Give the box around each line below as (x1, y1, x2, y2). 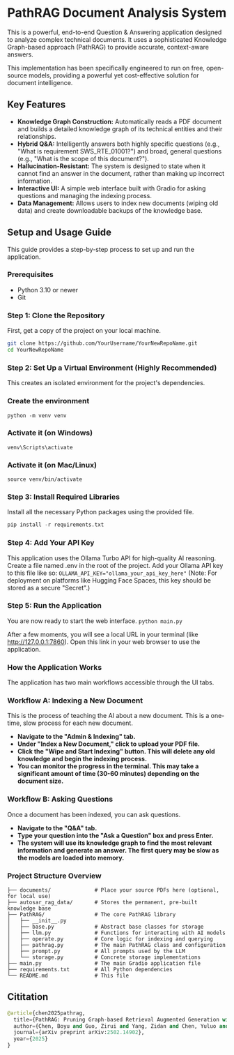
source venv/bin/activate (7, 476, 82, 483)
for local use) (7, 893, 52, 900)
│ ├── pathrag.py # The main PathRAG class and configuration (7, 942, 226, 949)
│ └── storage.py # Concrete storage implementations (7, 954, 201, 961)
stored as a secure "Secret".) (7, 583, 91, 592)
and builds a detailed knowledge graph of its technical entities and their (17, 124, 223, 133)
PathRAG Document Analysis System (7, 5, 227, 21)
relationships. (17, 132, 56, 140)
